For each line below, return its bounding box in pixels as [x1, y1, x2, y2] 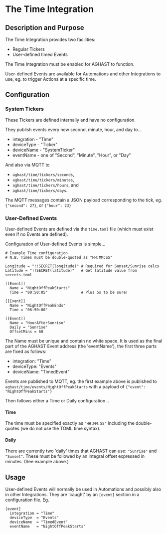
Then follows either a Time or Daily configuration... [5, 397, 110, 403]
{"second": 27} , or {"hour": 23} [5, 202, 71, 208]
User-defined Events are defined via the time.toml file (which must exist [5, 226, 154, 232]
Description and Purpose [5, 23, 84, 32]
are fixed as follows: [5, 348, 46, 355]
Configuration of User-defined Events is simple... [5, 241, 106, 247]
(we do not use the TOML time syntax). [20, 425, 101, 432]
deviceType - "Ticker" [12, 141, 58, 148]
